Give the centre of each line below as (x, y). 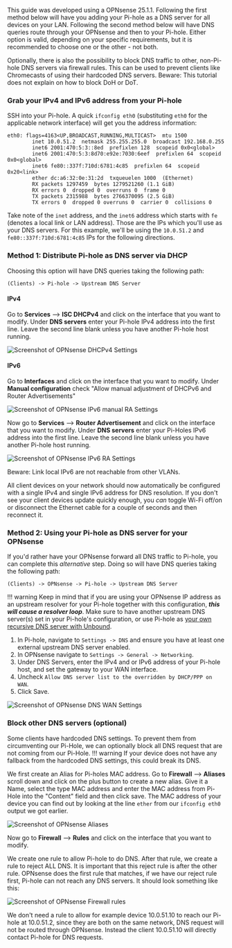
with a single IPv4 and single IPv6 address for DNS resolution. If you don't (113, 493)
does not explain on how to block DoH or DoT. (73, 82)
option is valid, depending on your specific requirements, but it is (100, 40)
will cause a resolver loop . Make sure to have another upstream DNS (106, 612)
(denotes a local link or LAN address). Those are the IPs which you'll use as (115, 223)
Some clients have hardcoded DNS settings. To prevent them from (102, 738)
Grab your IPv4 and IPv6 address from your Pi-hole (95, 100)
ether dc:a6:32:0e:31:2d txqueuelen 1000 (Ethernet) (113, 178)
